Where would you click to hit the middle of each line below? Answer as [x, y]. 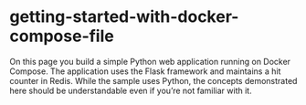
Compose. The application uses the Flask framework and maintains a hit [145, 71]
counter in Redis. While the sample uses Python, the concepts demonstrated [153, 80]
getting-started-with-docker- [124, 17]
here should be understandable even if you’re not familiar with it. [131, 90]
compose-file [62, 36]
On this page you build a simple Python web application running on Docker [150, 61]
